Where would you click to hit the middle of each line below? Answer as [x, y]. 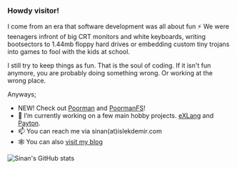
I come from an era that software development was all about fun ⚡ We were [118, 26]
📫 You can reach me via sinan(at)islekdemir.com [90, 131]
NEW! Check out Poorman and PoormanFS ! [81, 108]
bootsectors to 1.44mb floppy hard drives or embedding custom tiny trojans [118, 44]
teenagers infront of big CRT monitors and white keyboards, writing [106, 37]
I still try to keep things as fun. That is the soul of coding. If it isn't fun [109, 65]
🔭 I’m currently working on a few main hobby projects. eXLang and [116, 116]
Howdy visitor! [33, 11]
